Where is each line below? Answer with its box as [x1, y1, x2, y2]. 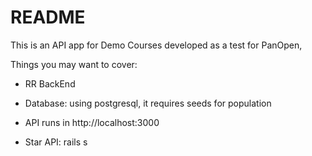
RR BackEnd [24, 77, 76, 90]
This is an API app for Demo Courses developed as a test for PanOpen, [10, 39, 303, 51]
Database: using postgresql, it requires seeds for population [24, 97, 272, 109]
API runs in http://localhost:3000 [24, 116, 160, 128]
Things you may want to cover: [10, 58, 138, 70]
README [10, 6, 86, 29]
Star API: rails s [24, 136, 88, 148]
